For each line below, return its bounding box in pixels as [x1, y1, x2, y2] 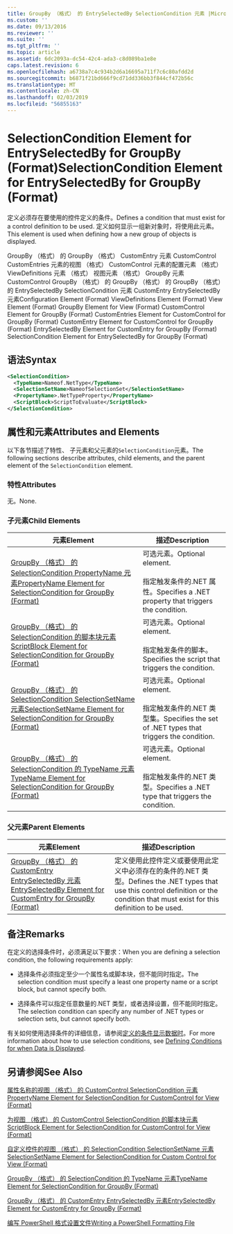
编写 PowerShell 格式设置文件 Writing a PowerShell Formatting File [7, 1219, 196, 1227]
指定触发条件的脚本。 [142, 645, 213, 655]
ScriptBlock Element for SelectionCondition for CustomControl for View [7, 1123, 211, 1132]
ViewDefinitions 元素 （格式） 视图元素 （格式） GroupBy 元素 [7, 269, 185, 277]
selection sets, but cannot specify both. [17, 1015, 131, 1023]
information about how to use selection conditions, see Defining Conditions [7, 1037, 223, 1045]
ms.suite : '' [7, 36, 45, 43]
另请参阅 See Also [7, 1066, 83, 1078]
